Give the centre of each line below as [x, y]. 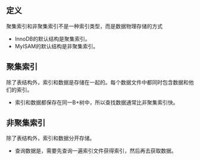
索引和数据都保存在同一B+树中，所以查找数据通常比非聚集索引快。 [96, 102]
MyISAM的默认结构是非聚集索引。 [57, 46]
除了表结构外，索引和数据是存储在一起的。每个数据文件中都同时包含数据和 [97, 82]
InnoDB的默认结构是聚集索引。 [52, 39]
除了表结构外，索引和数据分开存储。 [51, 138]
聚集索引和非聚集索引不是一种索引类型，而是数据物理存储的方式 [84, 26]
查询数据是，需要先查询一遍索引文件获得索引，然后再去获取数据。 [96, 151]
